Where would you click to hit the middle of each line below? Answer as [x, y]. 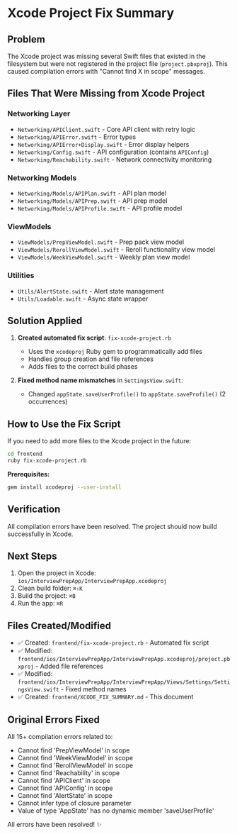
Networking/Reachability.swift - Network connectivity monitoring [115, 159]
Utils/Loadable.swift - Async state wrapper [83, 299]
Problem [27, 39]
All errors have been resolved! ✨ [55, 825]
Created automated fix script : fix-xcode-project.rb [94, 338]
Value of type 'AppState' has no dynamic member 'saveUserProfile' [116, 811]
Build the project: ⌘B [46, 596]
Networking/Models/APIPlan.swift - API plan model [92, 193]
